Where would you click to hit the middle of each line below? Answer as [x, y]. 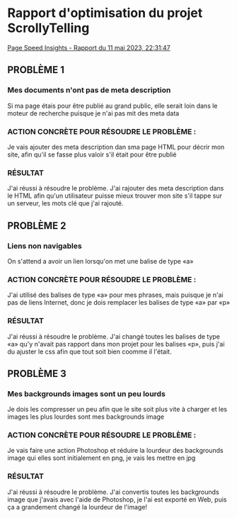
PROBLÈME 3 [37, 373]
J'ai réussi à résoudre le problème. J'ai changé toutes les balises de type [114, 336]
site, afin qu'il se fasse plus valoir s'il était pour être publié [92, 154]
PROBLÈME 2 [37, 226]
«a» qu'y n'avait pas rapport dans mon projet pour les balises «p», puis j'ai [116, 344]
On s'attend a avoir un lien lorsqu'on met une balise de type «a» [100, 261]
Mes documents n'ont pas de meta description [89, 90]
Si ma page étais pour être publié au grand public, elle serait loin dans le [112, 106]
